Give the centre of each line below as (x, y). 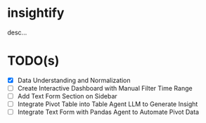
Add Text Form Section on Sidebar (67, 96)
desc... (17, 32)
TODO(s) (33, 61)
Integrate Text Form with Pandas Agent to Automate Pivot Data (108, 112)
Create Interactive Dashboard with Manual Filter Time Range (105, 88)
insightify (36, 13)
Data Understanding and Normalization (74, 80)
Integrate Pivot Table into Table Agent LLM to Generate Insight (108, 104)
